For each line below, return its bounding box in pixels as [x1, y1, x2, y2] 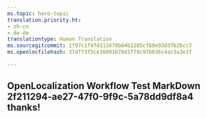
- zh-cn [7, 23, 30, 30]
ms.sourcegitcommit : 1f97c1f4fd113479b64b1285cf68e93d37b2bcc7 [7, 42, 193, 49]
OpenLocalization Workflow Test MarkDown [7, 80, 201, 92]
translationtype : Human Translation [7, 36, 112, 43]
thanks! [7, 101, 41, 114]
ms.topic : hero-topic [7, 10, 69, 17]
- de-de [7, 29, 30, 37]
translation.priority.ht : [7, 17, 81, 23]
